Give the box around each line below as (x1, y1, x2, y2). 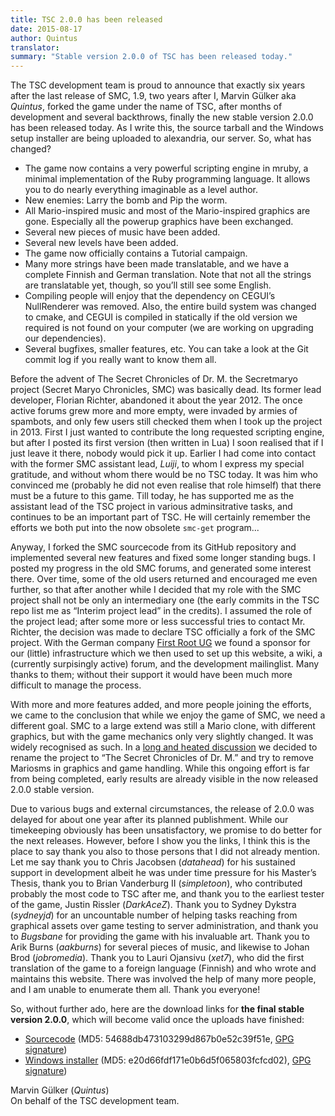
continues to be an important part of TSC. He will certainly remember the (10, 511, 311, 523)
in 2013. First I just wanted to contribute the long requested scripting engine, (10, 426, 325, 438)
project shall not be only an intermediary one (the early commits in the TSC (10, 594, 320, 606)
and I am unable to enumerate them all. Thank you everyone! (10, 984, 261, 996)
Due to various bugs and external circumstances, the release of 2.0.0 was (10, 803, 315, 815)
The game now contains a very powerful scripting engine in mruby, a (24, 162, 309, 175)
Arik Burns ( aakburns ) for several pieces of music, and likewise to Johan (10, 941, 310, 953)
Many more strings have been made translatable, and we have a (24, 258, 290, 270)
